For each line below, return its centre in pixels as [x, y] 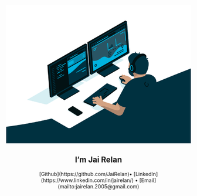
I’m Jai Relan [98, 160]
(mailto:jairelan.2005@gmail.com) [98, 186]
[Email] [148, 180]
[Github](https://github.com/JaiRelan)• [86, 174]
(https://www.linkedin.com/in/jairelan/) [87, 180]
